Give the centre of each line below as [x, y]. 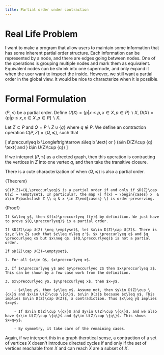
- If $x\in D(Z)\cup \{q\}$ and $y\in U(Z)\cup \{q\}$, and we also [85, 311]
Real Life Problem [41, 34]
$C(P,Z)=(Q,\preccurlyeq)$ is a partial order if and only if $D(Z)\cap [81, 190]
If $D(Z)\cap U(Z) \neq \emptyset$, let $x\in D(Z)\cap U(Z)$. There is [81, 230]
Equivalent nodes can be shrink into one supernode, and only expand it [77, 68]
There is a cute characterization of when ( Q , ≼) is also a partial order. [75, 171]
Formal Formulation [46, 99]
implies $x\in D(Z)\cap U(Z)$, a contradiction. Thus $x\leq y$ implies [81, 298]
